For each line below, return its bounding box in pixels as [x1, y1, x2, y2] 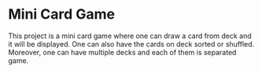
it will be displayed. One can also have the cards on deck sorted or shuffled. [8, 39, 255, 48]
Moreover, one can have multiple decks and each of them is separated [8, 47, 237, 57]
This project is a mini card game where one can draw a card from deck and [8, 31, 252, 40]
